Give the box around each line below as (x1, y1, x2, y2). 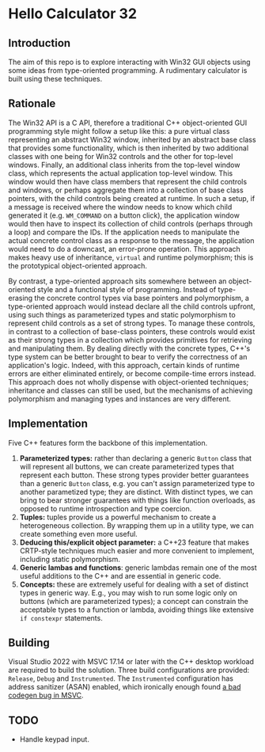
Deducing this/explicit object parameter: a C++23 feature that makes (19, 537, 249, 547)
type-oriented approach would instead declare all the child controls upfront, (8, 302, 256, 311)
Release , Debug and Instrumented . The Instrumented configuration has (8, 674, 233, 683)
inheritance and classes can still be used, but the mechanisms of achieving (8, 385, 253, 395)
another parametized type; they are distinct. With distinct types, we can (19, 487, 253, 496)
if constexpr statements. (19, 613, 103, 622)
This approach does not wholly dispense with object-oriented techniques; (8, 377, 249, 386)
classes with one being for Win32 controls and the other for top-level (8, 151, 233, 161)
